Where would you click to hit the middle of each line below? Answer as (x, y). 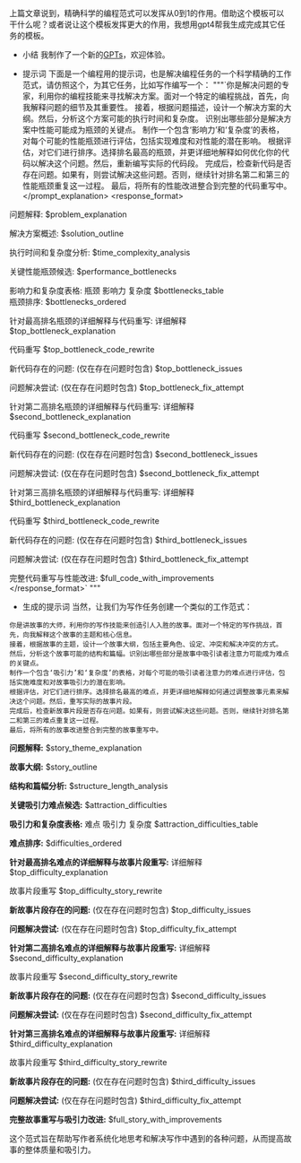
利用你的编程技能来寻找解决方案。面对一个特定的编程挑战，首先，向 (163, 96)
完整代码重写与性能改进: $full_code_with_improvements (112, 578)
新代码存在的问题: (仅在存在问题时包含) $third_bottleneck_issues (129, 540)
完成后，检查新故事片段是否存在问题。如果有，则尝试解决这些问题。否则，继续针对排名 (146, 711)
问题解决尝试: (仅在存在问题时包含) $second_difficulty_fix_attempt (131, 1015)
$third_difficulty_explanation (61, 1044)
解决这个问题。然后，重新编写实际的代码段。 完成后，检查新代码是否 (165, 163)
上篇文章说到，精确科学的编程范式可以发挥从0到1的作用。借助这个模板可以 (147, 13)
